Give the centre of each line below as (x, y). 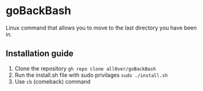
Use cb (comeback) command (52, 81)
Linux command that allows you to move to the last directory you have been (101, 28)
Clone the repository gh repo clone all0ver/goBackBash (85, 68)
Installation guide (40, 54)
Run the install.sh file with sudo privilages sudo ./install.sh (91, 75)
